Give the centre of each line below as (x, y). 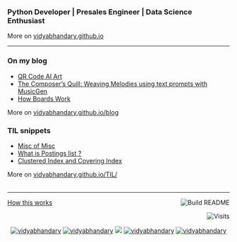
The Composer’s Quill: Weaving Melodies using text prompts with (113, 84)
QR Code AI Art (39, 76)
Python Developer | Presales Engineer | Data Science (100, 12)
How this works (30, 202)
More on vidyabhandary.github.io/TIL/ (62, 174)
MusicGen (32, 91)
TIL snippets (29, 130)
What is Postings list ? (49, 153)
